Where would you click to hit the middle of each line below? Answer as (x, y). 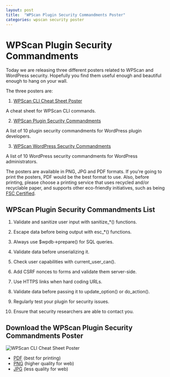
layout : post (20, 10)
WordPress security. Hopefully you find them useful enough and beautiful (84, 76)
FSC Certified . (21, 194)
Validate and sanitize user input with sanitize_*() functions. (75, 222)
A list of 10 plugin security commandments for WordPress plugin (74, 131)
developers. (18, 136)
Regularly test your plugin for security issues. (61, 301)
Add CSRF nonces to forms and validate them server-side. (75, 272)
